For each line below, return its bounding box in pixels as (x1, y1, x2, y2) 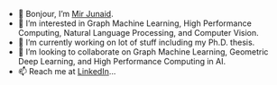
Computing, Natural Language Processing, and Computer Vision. (17, 28, 259, 38)
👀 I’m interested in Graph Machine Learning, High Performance (17, 18, 253, 29)
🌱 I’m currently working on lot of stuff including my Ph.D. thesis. (17, 37, 255, 47)
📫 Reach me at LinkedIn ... (17, 66, 116, 76)
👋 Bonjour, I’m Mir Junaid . (17, 9, 115, 19)
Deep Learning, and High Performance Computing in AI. (17, 56, 226, 66)
